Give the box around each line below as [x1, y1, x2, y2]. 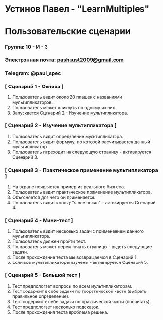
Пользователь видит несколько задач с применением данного [12, 228, 144, 234]
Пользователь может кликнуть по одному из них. [12, 105, 116, 111]
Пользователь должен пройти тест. [12, 238, 87, 244]
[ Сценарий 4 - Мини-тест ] [5, 217, 73, 224]
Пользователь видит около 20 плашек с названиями [12, 94, 122, 100]
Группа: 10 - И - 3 [5, 43, 48, 50]
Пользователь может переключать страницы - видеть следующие [12, 244, 152, 250]
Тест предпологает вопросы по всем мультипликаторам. [12, 283, 133, 289]
